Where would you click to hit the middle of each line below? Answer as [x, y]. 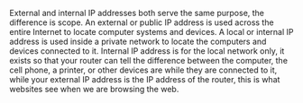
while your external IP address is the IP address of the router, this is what [145, 79]
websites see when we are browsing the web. [94, 89]
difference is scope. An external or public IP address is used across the [142, 22]
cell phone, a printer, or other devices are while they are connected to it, [143, 70]
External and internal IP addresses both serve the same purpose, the [137, 13]
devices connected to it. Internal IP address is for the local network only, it [147, 51]
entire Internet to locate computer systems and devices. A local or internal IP [151, 32]
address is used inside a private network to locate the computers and [138, 41]
